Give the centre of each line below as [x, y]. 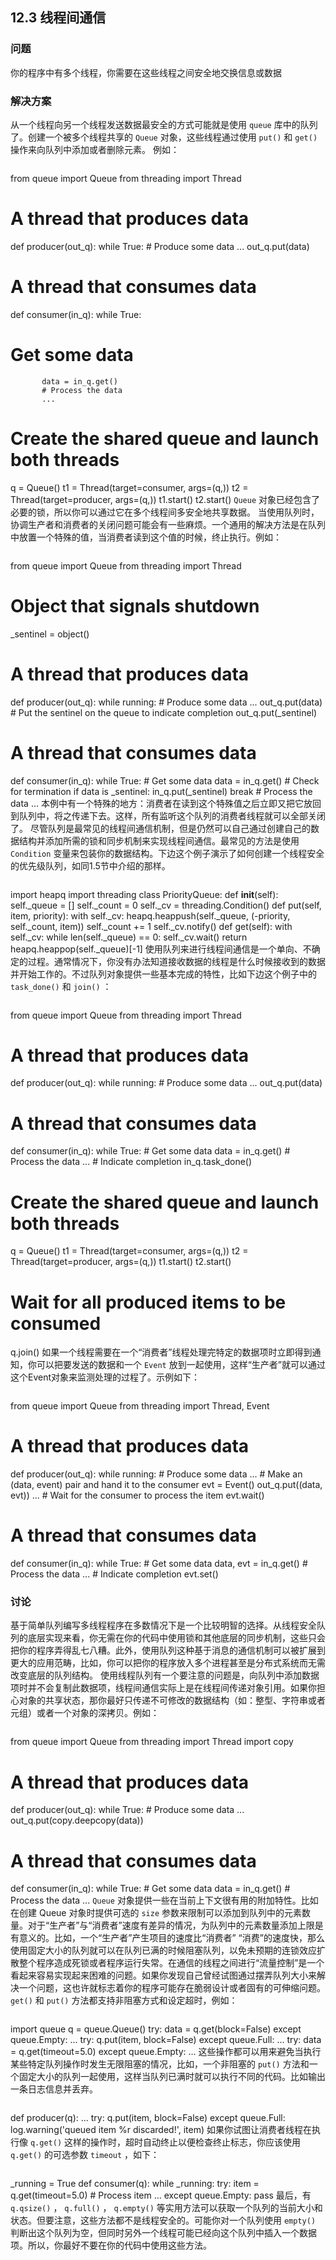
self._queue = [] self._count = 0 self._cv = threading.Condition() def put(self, [166, 905]
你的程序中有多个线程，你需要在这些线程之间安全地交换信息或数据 [146, 72]
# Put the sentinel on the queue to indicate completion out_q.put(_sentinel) [164, 712]
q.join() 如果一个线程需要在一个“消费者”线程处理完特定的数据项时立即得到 [161, 1352]
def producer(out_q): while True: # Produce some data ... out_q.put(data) [160, 246]
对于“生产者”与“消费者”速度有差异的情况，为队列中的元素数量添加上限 [171, 1925]
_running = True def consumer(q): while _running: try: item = [135, 2184]
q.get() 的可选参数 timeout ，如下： [85, 2155]
